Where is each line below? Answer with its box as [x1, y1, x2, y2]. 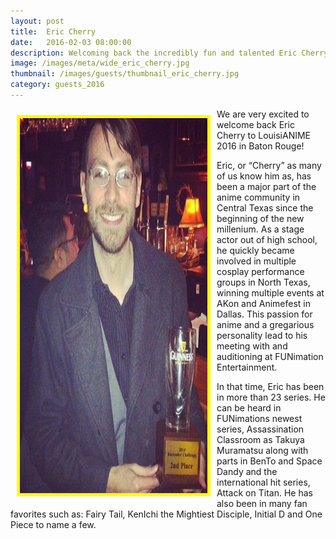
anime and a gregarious [216, 318, 315, 330]
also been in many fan [216, 497, 308, 509]
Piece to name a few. [10, 518, 97, 530]
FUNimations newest [216, 412, 303, 424]
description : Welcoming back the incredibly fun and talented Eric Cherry [10, 48, 329, 58]
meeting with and [216, 340, 288, 352]
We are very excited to [216, 108, 310, 120]
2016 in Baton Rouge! [216, 140, 305, 152]
